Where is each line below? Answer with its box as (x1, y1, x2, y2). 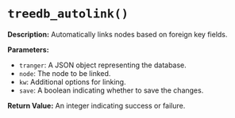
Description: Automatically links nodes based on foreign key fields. (7, 29, 228, 39)
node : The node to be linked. (18, 68, 111, 78)
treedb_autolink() (7, 6, 129, 21)
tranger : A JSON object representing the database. (18, 60, 187, 70)
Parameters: (7, 44, 49, 54)
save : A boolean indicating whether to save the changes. (18, 86, 204, 95)
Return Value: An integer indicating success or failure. (7, 101, 186, 110)
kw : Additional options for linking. (18, 77, 126, 86)
